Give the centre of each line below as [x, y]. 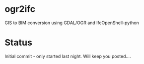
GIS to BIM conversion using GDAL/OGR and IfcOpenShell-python [72, 23]
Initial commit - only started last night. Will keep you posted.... [68, 56]
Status [19, 43]
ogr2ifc [20, 9]
